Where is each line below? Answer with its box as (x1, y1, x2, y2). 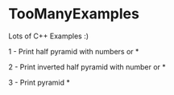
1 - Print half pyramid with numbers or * (8, 46, 139, 56)
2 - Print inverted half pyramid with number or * (8, 61, 167, 72)
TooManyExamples (8, 5, 139, 23)
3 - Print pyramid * (8, 77, 70, 87)
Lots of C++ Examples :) (8, 31, 89, 41)
